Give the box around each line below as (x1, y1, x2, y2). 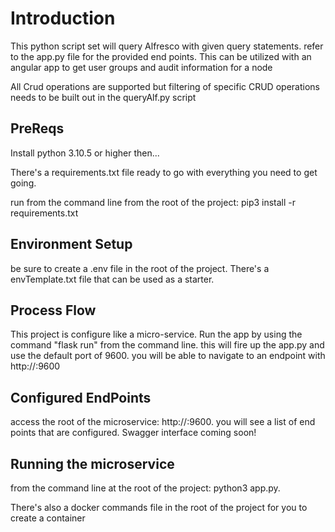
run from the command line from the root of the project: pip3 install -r (10, 196, 297, 208)
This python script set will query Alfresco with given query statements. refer (10, 40, 324, 52)
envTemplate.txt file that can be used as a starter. (10, 273, 215, 285)
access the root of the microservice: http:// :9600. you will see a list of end (10, 416, 316, 428)
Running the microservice (10, 455, 175, 472)
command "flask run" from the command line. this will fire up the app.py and (10, 339, 325, 351)
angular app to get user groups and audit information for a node (10, 61, 273, 73)
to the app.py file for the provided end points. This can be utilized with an (10, 50, 312, 62)
